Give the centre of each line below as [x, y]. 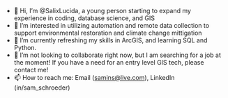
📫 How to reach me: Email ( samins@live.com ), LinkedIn [94, 77]
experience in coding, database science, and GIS [84, 18]
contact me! [31, 70]
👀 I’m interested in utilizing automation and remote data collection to [112, 25]
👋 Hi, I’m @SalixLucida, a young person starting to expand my [102, 11]
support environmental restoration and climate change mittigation [108, 33]
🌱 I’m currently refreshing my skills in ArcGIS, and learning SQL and [111, 40]
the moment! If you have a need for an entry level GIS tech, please [109, 62]
